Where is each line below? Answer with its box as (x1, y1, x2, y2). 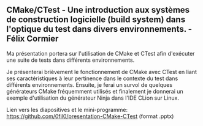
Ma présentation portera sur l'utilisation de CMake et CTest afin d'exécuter (6, 50, 195, 57)
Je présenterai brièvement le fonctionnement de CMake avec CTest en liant (6, 68, 197, 75)
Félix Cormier (6, 34, 59, 44)
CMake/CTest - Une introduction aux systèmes (6, 5, 190, 15)
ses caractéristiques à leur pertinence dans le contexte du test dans (6, 75, 178, 82)
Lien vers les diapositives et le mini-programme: (6, 106, 128, 113)
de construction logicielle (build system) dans (6, 15, 186, 25)
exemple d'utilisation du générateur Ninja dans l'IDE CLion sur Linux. (6, 94, 180, 102)
